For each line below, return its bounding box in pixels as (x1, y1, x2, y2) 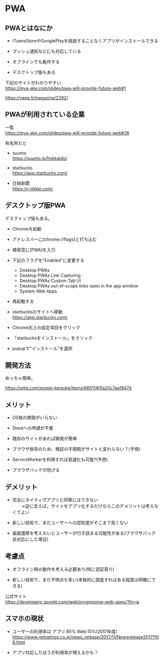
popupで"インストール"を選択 (12, 345, 73, 351)
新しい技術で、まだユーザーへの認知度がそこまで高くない (12, 520, 129, 526)
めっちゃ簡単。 (5, 375, 35, 381)
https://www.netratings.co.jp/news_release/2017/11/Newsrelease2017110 (12, 634, 160, 640)
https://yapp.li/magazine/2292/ (5, 95, 68, 101)
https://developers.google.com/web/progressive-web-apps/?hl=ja (5, 599, 139, 605)
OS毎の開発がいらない (12, 415, 57, 421)
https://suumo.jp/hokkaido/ (12, 155, 68, 161)
